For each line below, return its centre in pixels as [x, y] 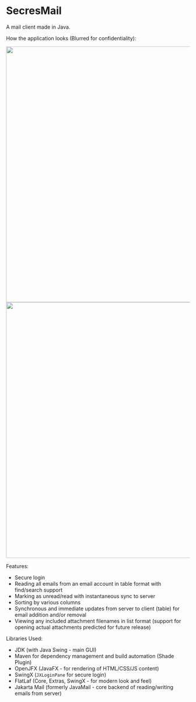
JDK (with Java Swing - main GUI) [55, 649]
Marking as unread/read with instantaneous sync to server [85, 596]
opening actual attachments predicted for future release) [83, 627]
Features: [17, 566]
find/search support [38, 590]
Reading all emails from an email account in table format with [88, 583]
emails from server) [38, 693]
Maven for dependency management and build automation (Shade [94, 656]
